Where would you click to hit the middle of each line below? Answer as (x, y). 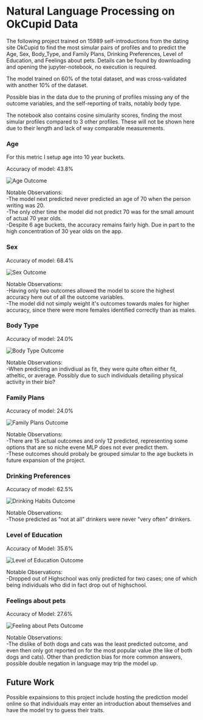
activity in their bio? (31, 382)
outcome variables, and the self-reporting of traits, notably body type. (94, 103)
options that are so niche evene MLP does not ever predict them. (88, 447)
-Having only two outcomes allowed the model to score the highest (90, 290)
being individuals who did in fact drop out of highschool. (77, 585)
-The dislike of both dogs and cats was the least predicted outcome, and (97, 644)
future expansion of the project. (46, 460)
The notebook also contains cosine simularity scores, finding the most (94, 115)
